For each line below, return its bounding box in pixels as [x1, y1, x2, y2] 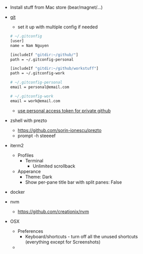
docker [10, 189, 25, 195]
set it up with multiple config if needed [17, 24, 98, 30]
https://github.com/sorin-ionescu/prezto [17, 127, 102, 133]
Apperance [17, 168, 41, 174]
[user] [10, 38, 24, 44]
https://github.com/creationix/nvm [17, 208, 89, 215]
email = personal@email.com [10, 84, 69, 90]
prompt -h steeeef [17, 133, 56, 139]
